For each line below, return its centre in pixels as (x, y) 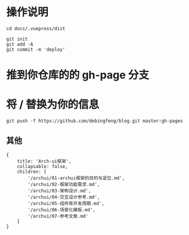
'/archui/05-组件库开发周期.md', (66, 203)
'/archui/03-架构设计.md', (60, 191)
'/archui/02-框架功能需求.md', (64, 184)
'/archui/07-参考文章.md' (58, 216)
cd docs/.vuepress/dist (36, 28)
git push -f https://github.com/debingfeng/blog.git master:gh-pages (95, 121)
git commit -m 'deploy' (36, 49)
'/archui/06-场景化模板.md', (62, 210)
